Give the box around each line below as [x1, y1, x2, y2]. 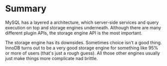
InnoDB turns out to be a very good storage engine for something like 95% [5, 45, 159, 51]
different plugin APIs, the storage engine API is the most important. [5, 30, 143, 36]
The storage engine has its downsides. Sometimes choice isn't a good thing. [5, 39, 162, 45]
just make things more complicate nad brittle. [5, 55, 98, 61]
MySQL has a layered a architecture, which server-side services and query [5, 19, 159, 25]
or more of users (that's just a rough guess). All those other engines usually [5, 50, 161, 56]
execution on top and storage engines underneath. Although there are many [5, 24, 161, 30]
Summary [5, 3, 46, 14]
